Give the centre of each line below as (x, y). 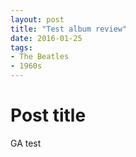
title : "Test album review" (69, 29)
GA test (26, 143)
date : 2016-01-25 (46, 38)
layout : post (37, 19)
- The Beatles (40, 57)
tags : (21, 47)
